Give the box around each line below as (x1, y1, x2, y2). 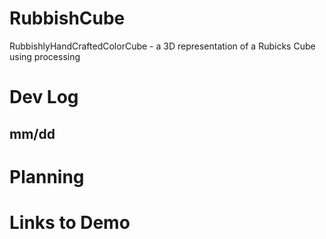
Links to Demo (9, 211, 131, 234)
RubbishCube (9, 7, 126, 30)
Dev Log (9, 86, 79, 109)
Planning (9, 165, 85, 188)
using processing (9, 50, 81, 62)
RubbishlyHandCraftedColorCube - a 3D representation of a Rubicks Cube (9, 40, 316, 52)
